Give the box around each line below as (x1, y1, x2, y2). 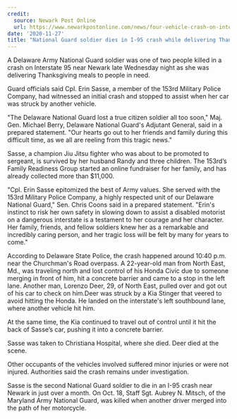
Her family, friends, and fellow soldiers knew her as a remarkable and (7, 223, 209, 231)
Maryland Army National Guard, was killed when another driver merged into (7, 396, 227, 405)
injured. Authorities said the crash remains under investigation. (7, 368, 189, 376)
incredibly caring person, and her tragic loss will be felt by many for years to (7, 231, 229, 239)
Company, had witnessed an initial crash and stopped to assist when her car (7, 92, 229, 101)
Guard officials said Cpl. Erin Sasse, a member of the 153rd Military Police (7, 85, 221, 93)
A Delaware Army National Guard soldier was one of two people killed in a (7, 56, 222, 64)
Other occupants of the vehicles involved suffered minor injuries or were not (7, 360, 229, 369)
